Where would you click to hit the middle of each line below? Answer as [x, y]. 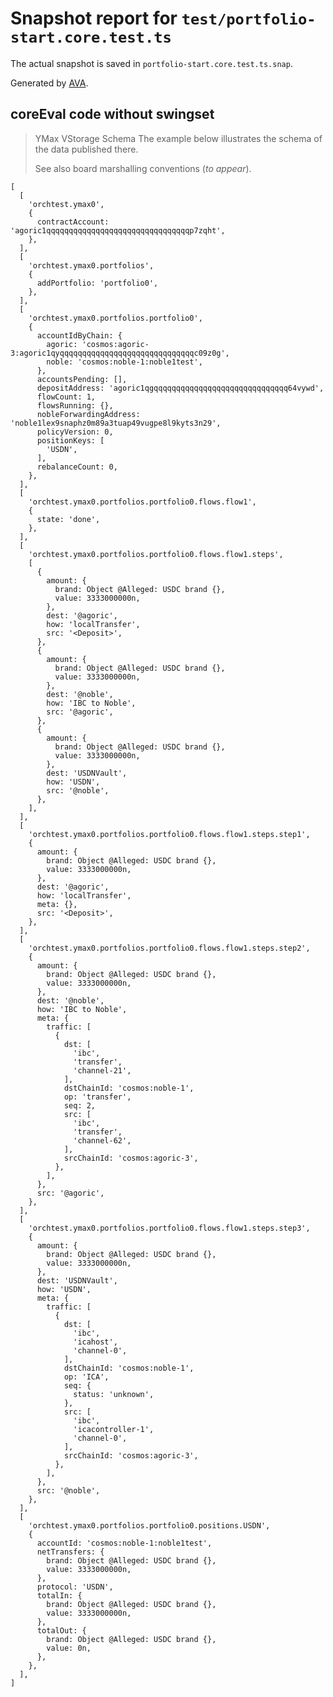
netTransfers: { [70, 1552]
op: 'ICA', [86, 1377]
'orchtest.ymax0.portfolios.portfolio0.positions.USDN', [149, 1525]
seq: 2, [80, 1105]
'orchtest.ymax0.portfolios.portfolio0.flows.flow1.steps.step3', [169, 1228]
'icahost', [95, 1342]
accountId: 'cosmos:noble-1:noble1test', [124, 1543]
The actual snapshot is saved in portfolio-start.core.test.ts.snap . [151, 63]
